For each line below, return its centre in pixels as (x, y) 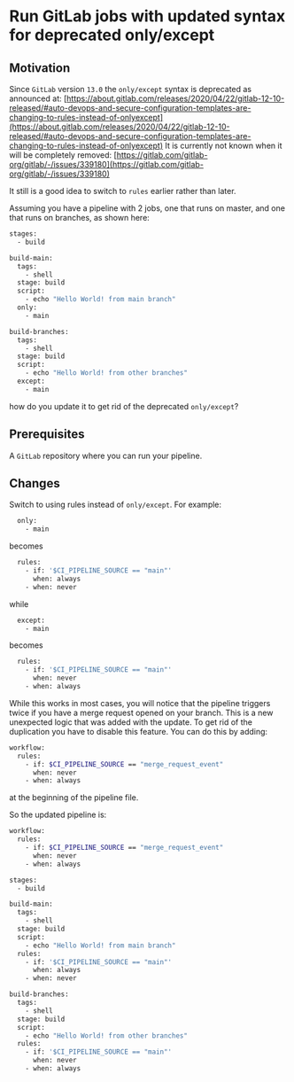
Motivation (40, 68)
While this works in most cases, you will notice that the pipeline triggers (140, 703)
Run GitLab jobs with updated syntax (147, 16)
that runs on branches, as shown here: (80, 218)
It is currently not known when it (224, 145)
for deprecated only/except (112, 35)
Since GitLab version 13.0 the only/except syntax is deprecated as (131, 89)
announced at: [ (38, 98)
